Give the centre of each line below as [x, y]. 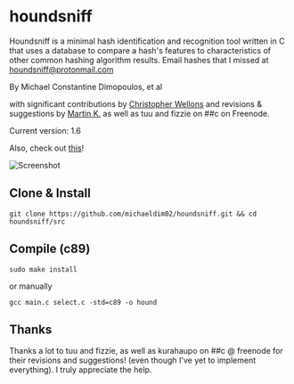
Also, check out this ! [47, 148]
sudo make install [43, 269]
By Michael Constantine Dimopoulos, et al [86, 86]
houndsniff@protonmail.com [61, 69]
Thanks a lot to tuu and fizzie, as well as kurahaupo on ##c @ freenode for [146, 351]
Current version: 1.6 [45, 130]
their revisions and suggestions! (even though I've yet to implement [133, 360]
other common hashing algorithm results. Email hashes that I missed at [139, 60]
